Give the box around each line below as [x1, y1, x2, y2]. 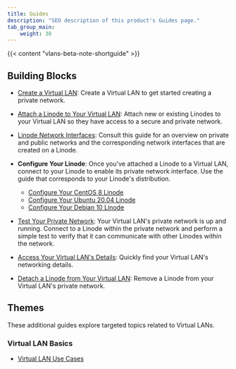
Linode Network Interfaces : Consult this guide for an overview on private [17, 131, 229, 140]
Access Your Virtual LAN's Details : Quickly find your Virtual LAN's [17, 253, 209, 262]
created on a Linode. [17, 146, 78, 155]
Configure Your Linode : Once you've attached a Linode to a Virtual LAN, [17, 159, 229, 168]
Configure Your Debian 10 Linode [27, 203, 125, 212]
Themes [7, 302, 44, 314]
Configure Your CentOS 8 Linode [27, 188, 124, 197]
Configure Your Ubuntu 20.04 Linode [27, 195, 136, 205]
